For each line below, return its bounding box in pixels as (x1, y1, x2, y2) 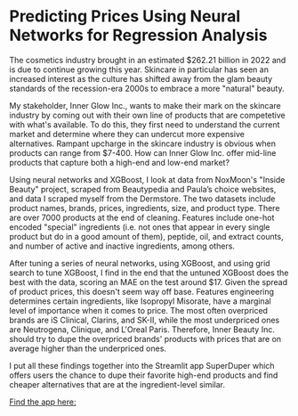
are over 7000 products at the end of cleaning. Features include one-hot (9, 212, 275, 223)
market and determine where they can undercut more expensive (9, 128, 245, 139)
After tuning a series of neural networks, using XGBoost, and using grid (9, 257, 270, 268)
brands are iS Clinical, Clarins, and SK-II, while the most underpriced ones (9, 314, 280, 325)
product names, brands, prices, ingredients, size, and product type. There (9, 202, 280, 213)
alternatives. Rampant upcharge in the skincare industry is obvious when (9, 138, 276, 149)
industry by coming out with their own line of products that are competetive (9, 110, 286, 120)
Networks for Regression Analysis (9, 25, 268, 45)
